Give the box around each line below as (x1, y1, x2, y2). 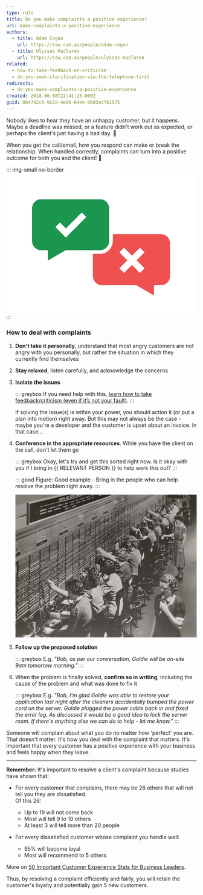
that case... (14, 427, 43, 435)
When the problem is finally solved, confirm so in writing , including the (14, 674, 193, 681)
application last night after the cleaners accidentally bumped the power (14, 698, 195, 706)
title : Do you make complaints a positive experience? (6, 16, 147, 22)
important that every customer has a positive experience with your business (6, 742, 195, 749)
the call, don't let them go (14, 446, 79, 453)
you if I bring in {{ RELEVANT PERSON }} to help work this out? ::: (14, 464, 177, 471)
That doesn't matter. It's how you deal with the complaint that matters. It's (6, 736, 190, 743)
